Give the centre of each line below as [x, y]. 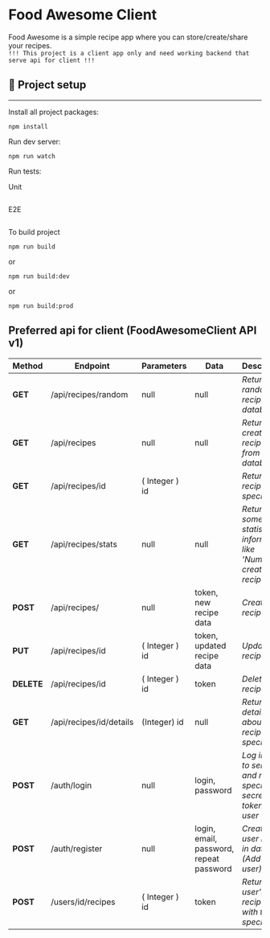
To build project [34, 231]
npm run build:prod [41, 306]
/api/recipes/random [90, 394]
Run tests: [25, 171]
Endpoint [92, 366]
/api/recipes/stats [84, 544]
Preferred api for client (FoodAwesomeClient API [133, 331]
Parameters [164, 366]
